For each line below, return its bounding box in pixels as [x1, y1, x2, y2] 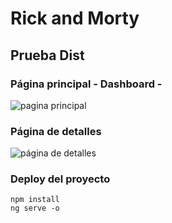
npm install [10, 195, 60, 205]
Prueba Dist [10, 47, 85, 64]
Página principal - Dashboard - [10, 77, 163, 91]
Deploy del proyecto [10, 172, 111, 186]
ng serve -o [10, 203, 60, 214]
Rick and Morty [10, 7, 140, 30]
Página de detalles [10, 124, 102, 138]
